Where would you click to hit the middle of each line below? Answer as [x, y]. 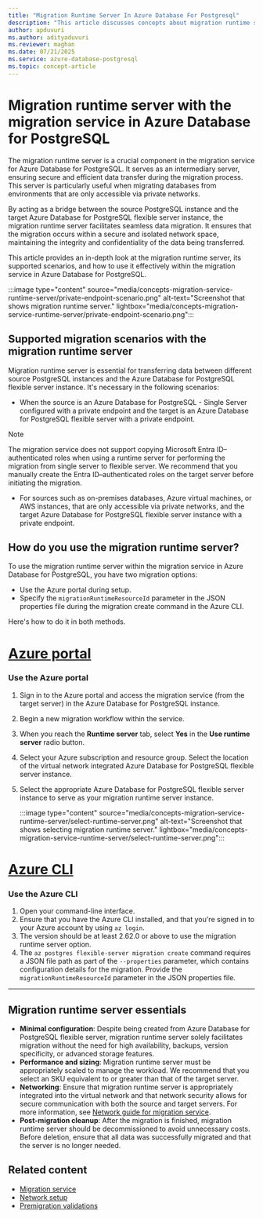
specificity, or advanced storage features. [87, 1054]
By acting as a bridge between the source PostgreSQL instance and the [123, 209]
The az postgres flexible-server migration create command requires [135, 953]
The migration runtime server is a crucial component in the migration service [131, 160]
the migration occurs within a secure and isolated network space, [113, 234]
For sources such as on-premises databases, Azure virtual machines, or [135, 498]
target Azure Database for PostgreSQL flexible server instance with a [131, 514]
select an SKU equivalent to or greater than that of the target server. [129, 1079]
